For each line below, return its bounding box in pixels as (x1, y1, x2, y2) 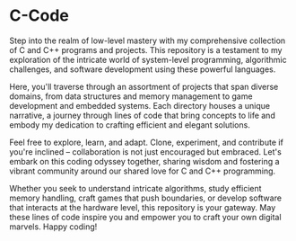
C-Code (9, 5, 70, 26)
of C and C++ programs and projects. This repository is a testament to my (9, 44, 283, 55)
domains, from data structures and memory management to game (9, 91, 253, 102)
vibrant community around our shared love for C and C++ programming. (9, 165, 276, 176)
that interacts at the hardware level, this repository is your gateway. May (9, 201, 276, 212)
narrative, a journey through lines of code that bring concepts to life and (9, 110, 275, 120)
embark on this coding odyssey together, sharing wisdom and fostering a (9, 156, 280, 166)
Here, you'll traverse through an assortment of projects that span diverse (9, 81, 279, 92)
